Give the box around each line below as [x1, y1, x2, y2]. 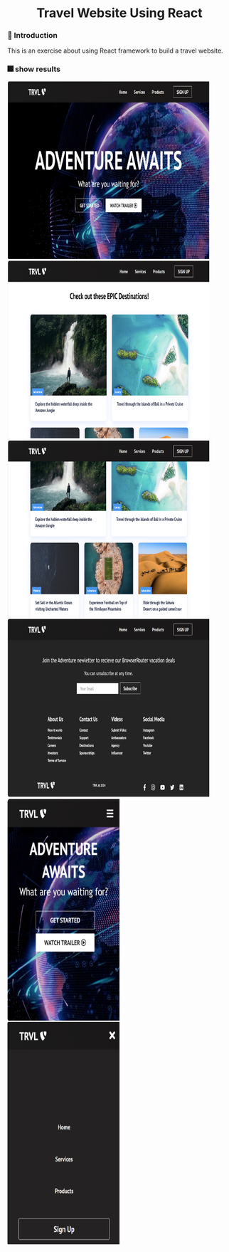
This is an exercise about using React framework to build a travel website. [7, 46, 223, 55]
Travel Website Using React [36, 5, 203, 21]
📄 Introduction [7, 31, 58, 41]
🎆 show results [7, 64, 60, 74]
